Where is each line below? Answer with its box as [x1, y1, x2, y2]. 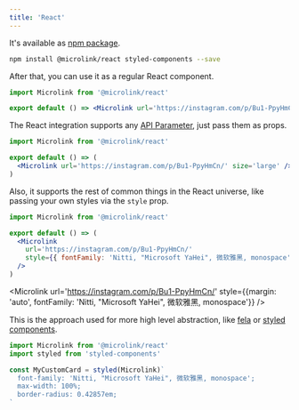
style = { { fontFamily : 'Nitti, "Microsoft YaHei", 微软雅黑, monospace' [25, 253, 291, 262]
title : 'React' [9, 12, 66, 22]
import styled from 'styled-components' [9, 349, 162, 358]
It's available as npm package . [9, 37, 121, 48]
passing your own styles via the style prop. [9, 195, 169, 205]
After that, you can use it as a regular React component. [9, 70, 214, 81]
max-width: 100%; [17, 382, 82, 391]
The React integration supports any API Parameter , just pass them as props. [9, 120, 287, 131]
